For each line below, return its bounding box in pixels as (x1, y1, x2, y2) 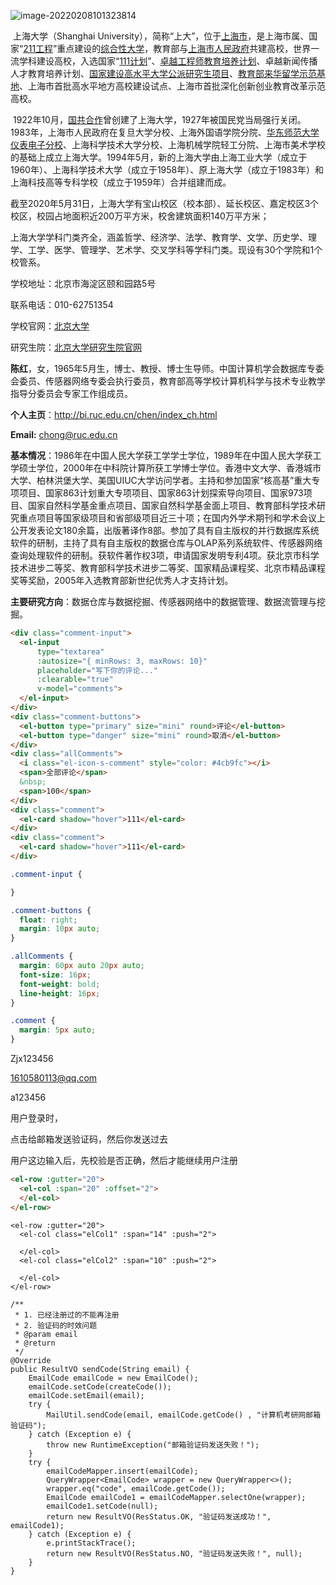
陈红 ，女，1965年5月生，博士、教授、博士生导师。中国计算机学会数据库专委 (10, 363, 325, 374)
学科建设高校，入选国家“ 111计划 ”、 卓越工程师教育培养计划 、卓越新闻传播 (18, 55, 318, 67)
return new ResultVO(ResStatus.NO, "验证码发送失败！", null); (46, 1548, 303, 1559)
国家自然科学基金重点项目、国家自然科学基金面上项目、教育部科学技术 (27, 500, 317, 511)
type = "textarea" (36, 646, 105, 657)
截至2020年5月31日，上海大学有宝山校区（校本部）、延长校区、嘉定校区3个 (10, 198, 320, 209)
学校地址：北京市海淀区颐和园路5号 (10, 278, 157, 289)
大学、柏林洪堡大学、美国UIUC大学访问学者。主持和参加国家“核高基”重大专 (10, 475, 321, 486)
